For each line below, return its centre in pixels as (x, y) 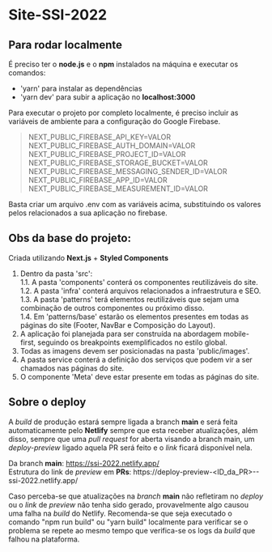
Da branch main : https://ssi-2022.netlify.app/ (84, 463)
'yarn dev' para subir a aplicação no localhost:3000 (108, 97)
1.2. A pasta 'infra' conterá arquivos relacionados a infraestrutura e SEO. (140, 291)
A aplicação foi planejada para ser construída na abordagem (121, 333)
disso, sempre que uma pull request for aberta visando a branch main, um (132, 439)
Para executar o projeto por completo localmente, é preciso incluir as (123, 113)
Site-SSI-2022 (58, 15)
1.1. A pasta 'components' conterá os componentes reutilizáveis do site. (139, 282)
